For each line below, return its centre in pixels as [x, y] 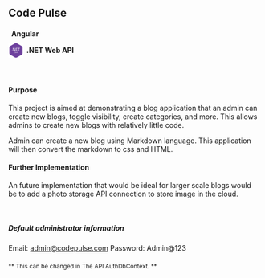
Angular [25, 33]
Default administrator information [66, 227]
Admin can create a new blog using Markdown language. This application [130, 141]
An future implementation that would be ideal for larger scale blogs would [130, 185]
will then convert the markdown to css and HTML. [91, 149]
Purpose [23, 90]
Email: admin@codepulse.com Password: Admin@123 [98, 247]
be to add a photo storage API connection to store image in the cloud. [123, 194]
